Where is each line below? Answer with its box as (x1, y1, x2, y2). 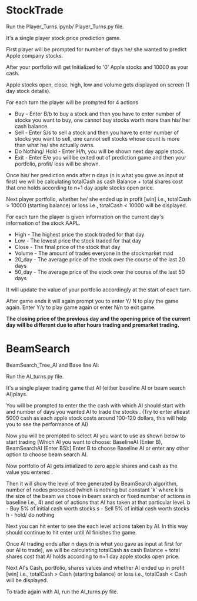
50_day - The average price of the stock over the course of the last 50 (14, 268, 185, 275)
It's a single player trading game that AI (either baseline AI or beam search (6, 384, 186, 391)
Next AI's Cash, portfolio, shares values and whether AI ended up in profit (6, 564, 185, 571)
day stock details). (6, 87, 51, 94)
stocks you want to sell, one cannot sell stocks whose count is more (14, 135, 180, 142)
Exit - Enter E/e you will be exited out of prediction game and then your (14, 154, 186, 161)
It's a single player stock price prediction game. (6, 34, 122, 41)
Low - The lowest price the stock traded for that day (14, 237, 141, 244)
